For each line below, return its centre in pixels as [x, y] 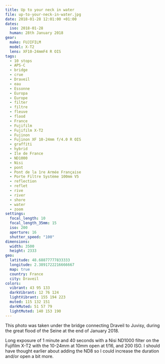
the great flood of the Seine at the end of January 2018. [62, 331]
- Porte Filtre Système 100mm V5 [44, 177]
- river [18, 195]
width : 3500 [22, 246]
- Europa [19, 93]
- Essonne [20, 89]
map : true [20, 269]
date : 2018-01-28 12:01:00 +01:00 [41, 19]
